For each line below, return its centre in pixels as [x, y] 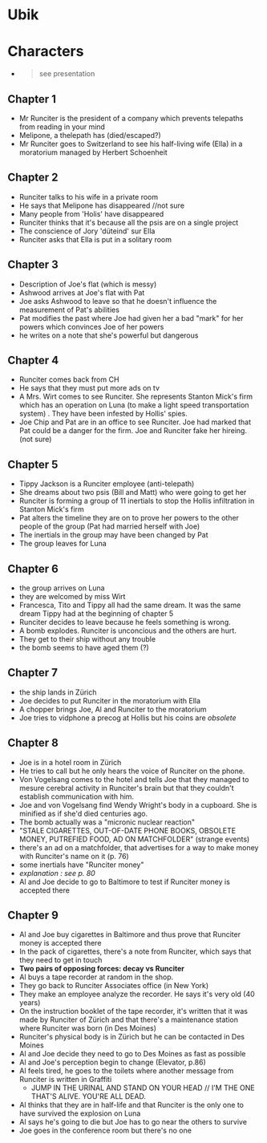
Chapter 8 [33, 743]
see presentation [67, 74]
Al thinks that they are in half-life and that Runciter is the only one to [131, 1105]
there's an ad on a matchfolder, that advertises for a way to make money [139, 847]
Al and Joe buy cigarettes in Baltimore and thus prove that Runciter [130, 934]
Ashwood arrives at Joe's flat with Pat [82, 292]
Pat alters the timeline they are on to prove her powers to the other [129, 518]
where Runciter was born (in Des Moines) [88, 1028]
